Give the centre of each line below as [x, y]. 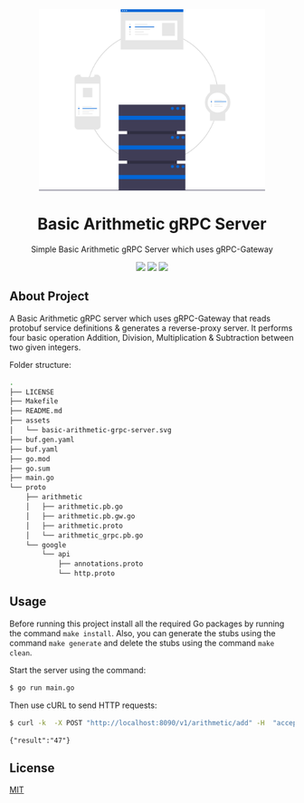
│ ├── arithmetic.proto [75, 526]
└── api [56, 555]
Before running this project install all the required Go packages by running [147, 624]
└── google [46, 545]
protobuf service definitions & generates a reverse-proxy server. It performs [151, 328]
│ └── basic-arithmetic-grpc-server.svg [90, 431]
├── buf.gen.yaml [42, 440]
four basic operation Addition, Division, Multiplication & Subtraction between [152, 337]
